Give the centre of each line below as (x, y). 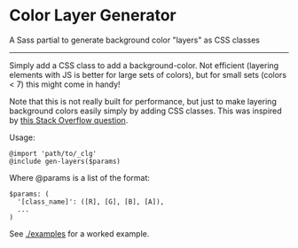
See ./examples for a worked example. (79, 233)
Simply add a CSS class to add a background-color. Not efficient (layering (144, 65)
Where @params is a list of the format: (80, 177)
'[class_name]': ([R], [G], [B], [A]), (91, 201)
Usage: (22, 137)
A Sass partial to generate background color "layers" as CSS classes (134, 40)
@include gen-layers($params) (65, 161)
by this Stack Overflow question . (69, 120)
